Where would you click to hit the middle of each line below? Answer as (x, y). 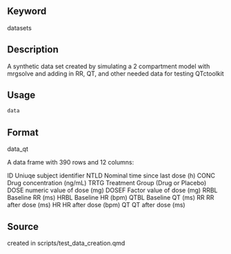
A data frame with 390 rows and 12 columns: (71, 162)
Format (23, 133)
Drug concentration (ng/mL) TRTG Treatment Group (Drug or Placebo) (107, 183)
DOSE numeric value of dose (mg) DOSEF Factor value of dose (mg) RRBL (112, 190)
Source (23, 226)
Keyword (27, 11)
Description (33, 50)
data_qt (18, 149)
